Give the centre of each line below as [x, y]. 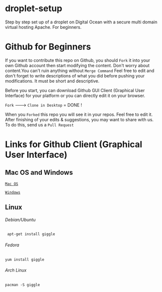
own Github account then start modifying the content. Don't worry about [77, 65]
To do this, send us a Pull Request [40, 125]
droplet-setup [34, 9]
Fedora [12, 245]
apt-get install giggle [31, 234]
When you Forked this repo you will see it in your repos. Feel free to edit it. [79, 114]
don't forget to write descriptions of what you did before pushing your [75, 75]
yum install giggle [25, 259]
